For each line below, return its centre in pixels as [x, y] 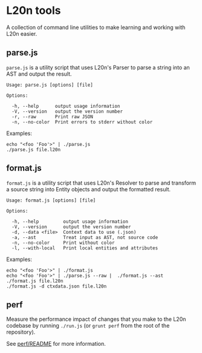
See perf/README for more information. [56, 344]
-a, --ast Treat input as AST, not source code [85, 237]
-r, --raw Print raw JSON [53, 117]
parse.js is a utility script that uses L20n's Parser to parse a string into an [98, 67]
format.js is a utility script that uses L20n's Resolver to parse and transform [101, 183]
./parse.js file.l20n [34, 150]
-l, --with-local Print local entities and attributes [85, 248]
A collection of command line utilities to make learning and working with [96, 27]
